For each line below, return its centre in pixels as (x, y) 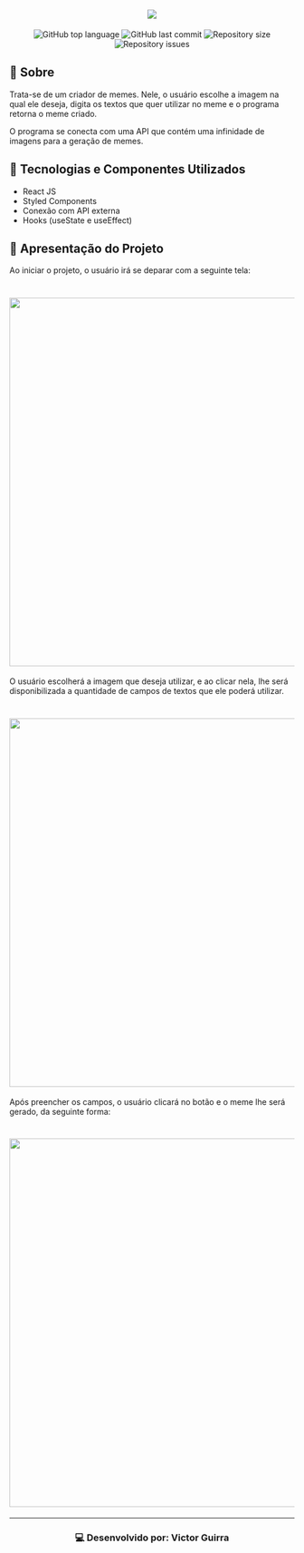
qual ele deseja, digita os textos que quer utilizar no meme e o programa (144, 103)
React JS (39, 191)
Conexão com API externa (71, 210)
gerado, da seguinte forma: (60, 1112)
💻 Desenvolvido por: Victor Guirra (152, 1538)
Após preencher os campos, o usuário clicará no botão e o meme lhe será (147, 1102)
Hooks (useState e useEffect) (77, 220)
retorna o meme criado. (53, 113)
